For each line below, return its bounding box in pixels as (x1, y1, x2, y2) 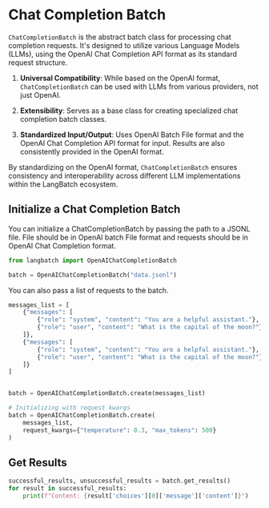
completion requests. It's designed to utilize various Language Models (8, 40, 240, 50)
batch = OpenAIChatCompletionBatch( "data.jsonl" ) (8, 271, 178, 279)
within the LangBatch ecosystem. (8, 179, 118, 189)
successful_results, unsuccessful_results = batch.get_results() (8, 477, 231, 486)
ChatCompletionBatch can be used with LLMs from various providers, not (19, 82, 259, 91)
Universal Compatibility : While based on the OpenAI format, (19, 73, 221, 83)
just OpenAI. (19, 90, 62, 99)
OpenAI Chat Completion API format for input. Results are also (19, 138, 226, 147)
